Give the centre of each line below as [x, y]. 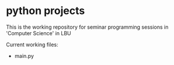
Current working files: [32, 45]
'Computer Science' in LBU [39, 33]
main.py [24, 56]
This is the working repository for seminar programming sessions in [87, 27]
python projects [46, 11]
